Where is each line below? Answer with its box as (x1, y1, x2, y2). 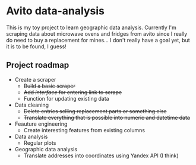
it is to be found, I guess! (6, 43, 67, 50)
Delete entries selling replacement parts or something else (23, 107, 167, 114)
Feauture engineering (14, 120, 68, 127)
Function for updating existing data (23, 95, 109, 102)
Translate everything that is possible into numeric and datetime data (23, 114, 190, 121)
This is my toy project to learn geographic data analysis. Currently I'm (6, 24, 176, 31)
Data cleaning (14, 101, 49, 108)
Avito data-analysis (6, 4, 105, 18)
